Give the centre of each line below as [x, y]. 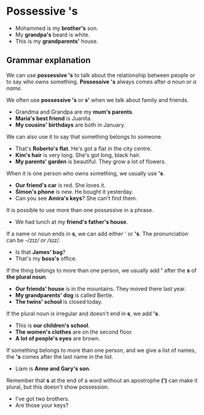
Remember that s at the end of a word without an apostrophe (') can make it [102, 380]
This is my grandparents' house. [56, 41]
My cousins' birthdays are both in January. [70, 125]
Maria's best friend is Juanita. [53, 118]
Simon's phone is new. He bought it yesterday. [74, 191]
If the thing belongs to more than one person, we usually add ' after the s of [101, 270]
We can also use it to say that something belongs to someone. [85, 136]
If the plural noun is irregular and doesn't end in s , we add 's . [83, 314]
